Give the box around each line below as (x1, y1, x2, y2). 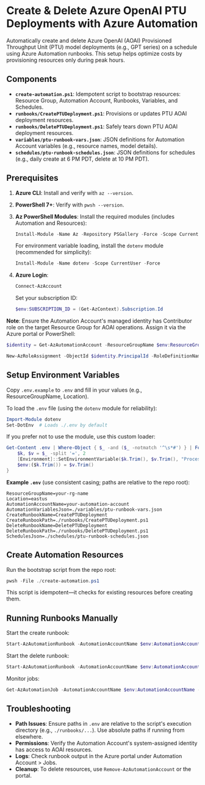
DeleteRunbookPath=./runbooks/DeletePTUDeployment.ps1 (6, 528, 149, 534)
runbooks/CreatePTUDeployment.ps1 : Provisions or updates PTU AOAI (15, 109, 187, 117)
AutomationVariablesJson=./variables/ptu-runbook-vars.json (6, 506, 163, 513)
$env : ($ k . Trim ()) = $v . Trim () (17, 462, 95, 468)
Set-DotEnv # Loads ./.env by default (6, 422, 108, 428)
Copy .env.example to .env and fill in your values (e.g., (6, 386, 142, 393)
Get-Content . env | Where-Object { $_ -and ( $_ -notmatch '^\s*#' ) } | (6, 445, 193, 451)
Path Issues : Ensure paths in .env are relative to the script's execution (15, 720, 192, 727)
